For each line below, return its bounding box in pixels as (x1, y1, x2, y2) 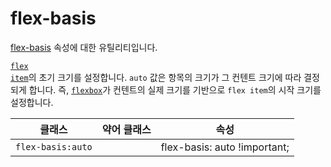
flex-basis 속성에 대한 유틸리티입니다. (10, 41, 158, 53)
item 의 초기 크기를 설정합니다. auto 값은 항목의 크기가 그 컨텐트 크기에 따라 (10, 71, 302, 83)
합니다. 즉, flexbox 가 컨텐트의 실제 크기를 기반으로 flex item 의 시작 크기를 (28, 83, 322, 96)
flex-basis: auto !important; (160, 140, 290, 154)
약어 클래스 (101, 122, 152, 136)
